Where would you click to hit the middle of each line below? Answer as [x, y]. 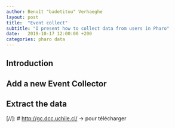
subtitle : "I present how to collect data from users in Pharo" [88, 28]
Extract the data [37, 104]
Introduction [30, 63]
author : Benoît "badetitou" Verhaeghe [54, 12]
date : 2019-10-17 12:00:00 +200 [49, 34]
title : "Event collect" [37, 23]
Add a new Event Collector [56, 84]
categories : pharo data [36, 39]
